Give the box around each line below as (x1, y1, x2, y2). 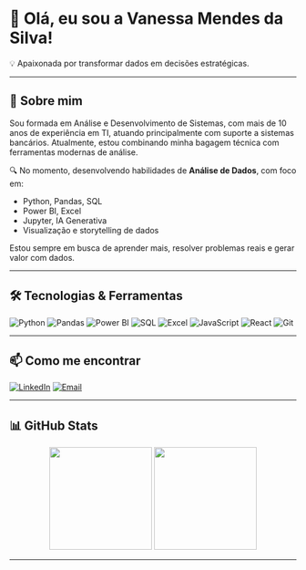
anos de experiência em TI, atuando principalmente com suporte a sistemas (9, 127, 294, 138)
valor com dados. (9, 252, 76, 263)
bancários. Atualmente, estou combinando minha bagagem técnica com (9, 137, 280, 148)
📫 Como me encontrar (9, 353, 141, 368)
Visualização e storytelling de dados (22, 224, 159, 235)
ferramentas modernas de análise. (9, 146, 138, 158)
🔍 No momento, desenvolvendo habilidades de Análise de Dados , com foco (9, 164, 297, 176)
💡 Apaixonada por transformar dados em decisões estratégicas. (9, 57, 250, 68)
